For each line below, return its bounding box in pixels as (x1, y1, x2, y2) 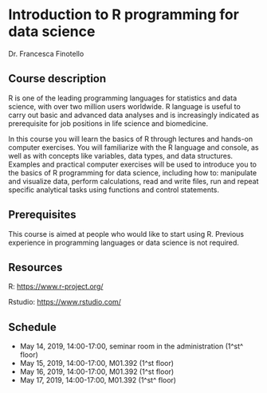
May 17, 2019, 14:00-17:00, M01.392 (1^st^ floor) (19, 375, 177, 385)
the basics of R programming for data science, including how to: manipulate (8, 167, 257, 177)
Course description (8, 72, 107, 85)
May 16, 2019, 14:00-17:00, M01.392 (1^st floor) (19, 367, 175, 376)
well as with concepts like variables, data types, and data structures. (8, 151, 234, 160)
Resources (8, 261, 63, 274)
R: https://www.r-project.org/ (8, 281, 104, 292)
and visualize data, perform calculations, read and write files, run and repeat (8, 176, 259, 186)
